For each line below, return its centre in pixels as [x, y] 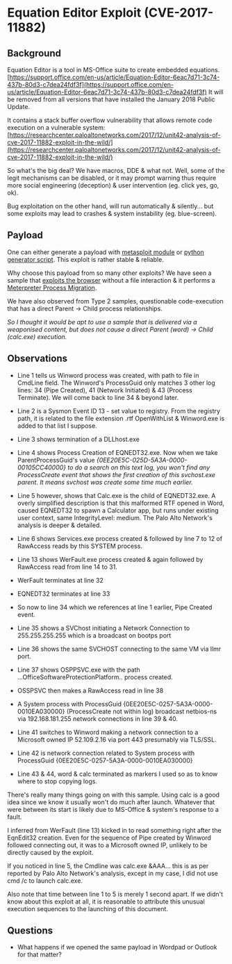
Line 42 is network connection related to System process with [106, 753]
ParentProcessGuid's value [56, 460]
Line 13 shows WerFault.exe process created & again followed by [110, 559]
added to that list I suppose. [57, 426]
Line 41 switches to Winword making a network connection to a [108, 732]
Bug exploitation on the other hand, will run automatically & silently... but [110, 206]
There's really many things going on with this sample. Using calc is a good [114, 795]
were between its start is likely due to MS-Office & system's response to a [113, 809]
